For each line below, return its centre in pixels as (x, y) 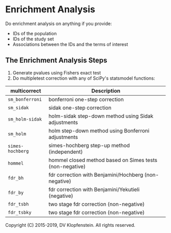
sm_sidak (18, 108)
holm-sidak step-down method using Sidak (101, 116)
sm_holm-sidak (25, 119)
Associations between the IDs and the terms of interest (70, 44)
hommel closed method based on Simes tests (103, 160)
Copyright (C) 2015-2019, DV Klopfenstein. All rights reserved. (70, 225)
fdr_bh (16, 178)
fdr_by (16, 192)
